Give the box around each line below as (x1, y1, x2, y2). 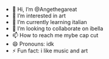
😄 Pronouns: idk (12, 40, 54, 48)
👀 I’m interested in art (12, 12, 66, 19)
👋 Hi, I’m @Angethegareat (12, 6, 77, 13)
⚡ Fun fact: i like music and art (12, 47, 88, 54)
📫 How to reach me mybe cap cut (12, 32, 99, 39)
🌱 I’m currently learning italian (12, 19, 87, 25)
